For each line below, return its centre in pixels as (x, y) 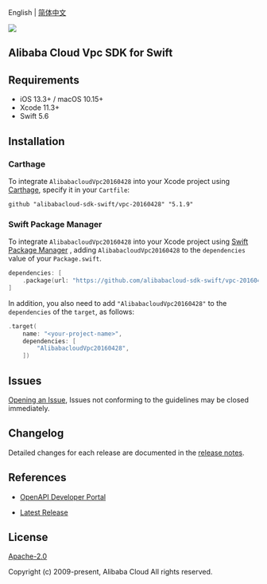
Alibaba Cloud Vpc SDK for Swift (91, 53)
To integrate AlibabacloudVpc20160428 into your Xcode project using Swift (128, 241)
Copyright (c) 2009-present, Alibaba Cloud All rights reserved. (110, 572)
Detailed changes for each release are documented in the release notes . (126, 453)
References (37, 478)
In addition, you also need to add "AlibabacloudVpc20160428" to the (118, 303)
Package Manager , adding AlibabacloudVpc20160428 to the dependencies (127, 250)
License (28, 537)
